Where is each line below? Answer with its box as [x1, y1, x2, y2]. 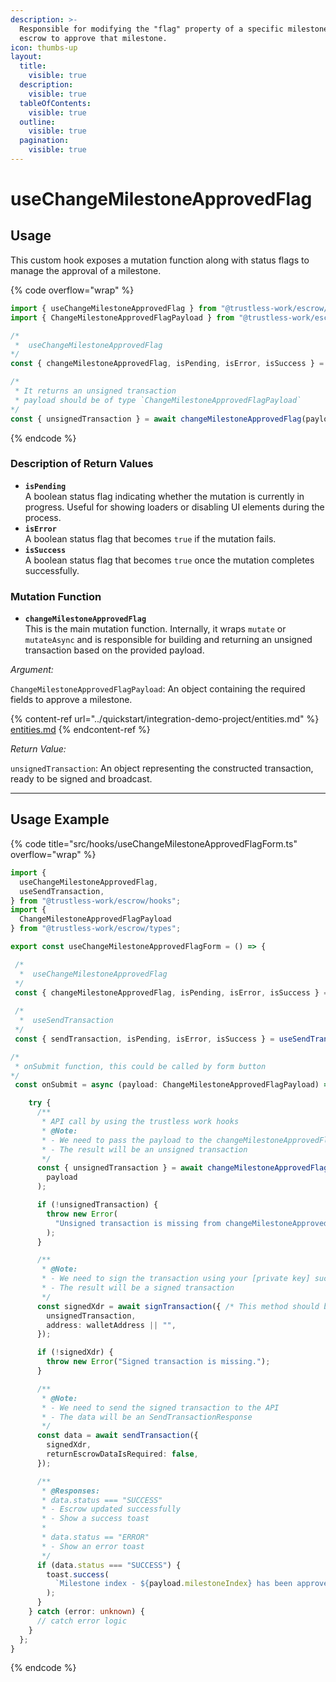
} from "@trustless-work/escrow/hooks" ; [10, 896, 182, 906]
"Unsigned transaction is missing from [54, 1218, 222, 1228]
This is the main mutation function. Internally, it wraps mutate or [24, 623, 287, 635]
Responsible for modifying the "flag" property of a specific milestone [19, 24, 329, 34]
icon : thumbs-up [10, 42, 78, 53]
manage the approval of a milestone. [10, 264, 162, 276]
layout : [10, 52, 43, 62]
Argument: [10, 664, 54, 676]
